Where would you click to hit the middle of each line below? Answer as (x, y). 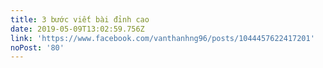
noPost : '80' (37, 47)
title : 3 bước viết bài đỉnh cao (80, 19)
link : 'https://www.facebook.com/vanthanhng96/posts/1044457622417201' (162, 38)
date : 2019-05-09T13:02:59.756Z (77, 29)
